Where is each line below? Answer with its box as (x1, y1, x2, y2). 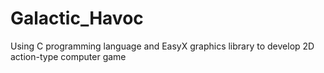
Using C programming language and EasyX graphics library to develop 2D (10, 40, 315, 52)
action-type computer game (10, 50, 127, 62)
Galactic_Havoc (10, 7, 144, 30)
